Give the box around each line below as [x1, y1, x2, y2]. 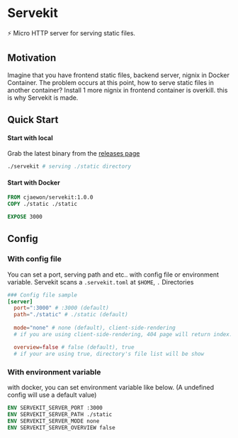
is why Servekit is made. [7, 93, 79, 102]
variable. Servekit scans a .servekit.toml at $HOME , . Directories [7, 277, 194, 286]
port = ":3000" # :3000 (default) [13, 304, 110, 312]
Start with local [7, 133, 53, 142]
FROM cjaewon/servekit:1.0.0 [7, 194, 93, 201]
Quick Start [7, 114, 59, 126]
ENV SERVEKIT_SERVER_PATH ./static [7, 410, 113, 418]
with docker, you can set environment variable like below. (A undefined [7, 383, 215, 391]
